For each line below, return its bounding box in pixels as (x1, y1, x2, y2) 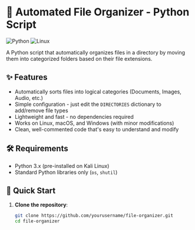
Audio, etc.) (14, 94, 43, 101)
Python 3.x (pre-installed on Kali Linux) (14, 162, 110, 169)
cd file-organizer (14, 218, 60, 224)
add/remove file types (14, 106, 69, 114)
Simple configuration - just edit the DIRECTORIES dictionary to (14, 101, 162, 108)
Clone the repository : (14, 201, 68, 209)
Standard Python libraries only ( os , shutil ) (14, 169, 118, 176)
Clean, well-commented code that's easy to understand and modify (14, 125, 179, 132)
